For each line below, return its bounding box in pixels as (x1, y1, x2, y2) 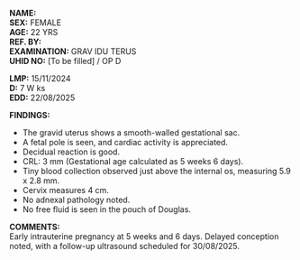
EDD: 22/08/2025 (9, 92, 76, 103)
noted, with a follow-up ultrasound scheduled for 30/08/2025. (9, 241, 241, 251)
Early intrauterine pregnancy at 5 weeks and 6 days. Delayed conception (9, 231, 279, 242)
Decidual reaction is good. (22, 146, 120, 157)
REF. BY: (9, 36, 42, 47)
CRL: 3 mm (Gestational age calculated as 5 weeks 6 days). (22, 156, 244, 166)
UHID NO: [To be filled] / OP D (9, 56, 122, 66)
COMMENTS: (9, 221, 60, 232)
